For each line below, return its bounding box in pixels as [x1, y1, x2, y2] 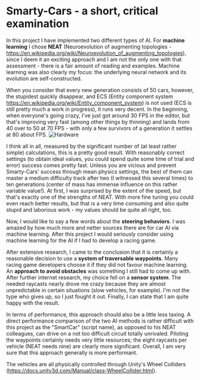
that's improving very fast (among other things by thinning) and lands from [6, 118, 190, 125]
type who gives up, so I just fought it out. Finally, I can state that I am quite [6, 293, 189, 300]
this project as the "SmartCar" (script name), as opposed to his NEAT [6, 323, 176, 330]
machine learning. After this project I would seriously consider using [6, 230, 174, 238]
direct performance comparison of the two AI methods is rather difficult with [6, 317, 194, 324]
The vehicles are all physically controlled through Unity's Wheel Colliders [6, 360, 186, 367]
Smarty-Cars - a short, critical [6, 4, 158, 18]
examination [6, 17, 69, 31]
